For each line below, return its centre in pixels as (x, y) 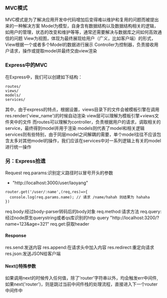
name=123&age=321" (27, 224)
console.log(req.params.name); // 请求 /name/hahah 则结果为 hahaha (80, 197)
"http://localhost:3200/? (135, 218)
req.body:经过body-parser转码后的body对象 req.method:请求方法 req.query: (83, 211)
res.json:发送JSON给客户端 (33, 254)
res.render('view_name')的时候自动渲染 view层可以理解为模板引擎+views (80, 115)
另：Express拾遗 (25, 161)
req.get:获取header (70, 224)
